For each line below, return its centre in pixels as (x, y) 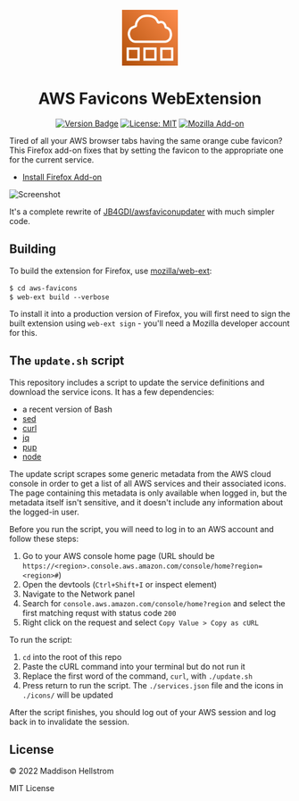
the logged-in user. (44, 512)
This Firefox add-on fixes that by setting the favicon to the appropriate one (146, 150)
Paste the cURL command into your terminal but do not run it (133, 666)
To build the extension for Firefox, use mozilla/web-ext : (111, 271)
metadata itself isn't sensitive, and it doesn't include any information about (146, 502)
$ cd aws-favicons (43, 288)
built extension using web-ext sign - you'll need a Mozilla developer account (149, 323)
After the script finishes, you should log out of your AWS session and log (143, 712)
